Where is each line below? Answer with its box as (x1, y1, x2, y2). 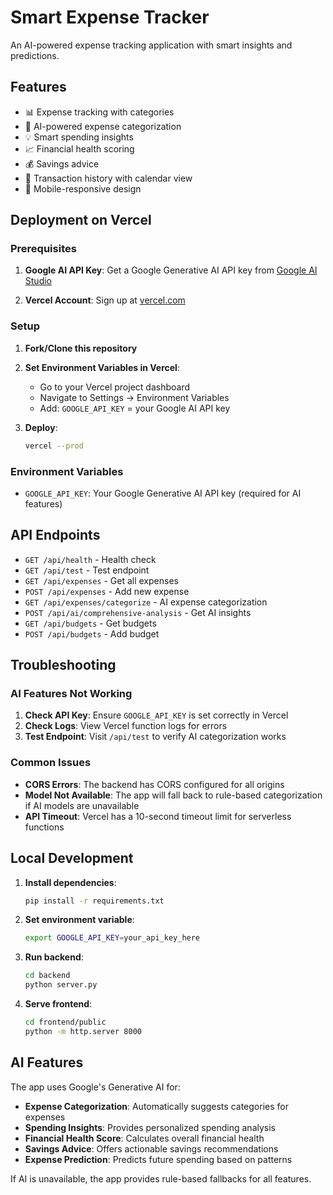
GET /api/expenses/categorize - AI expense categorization (24, 596, 268, 608)
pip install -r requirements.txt (24, 896, 165, 906)
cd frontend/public (24, 1017, 107, 1028)
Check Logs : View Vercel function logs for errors (24, 720, 228, 732)
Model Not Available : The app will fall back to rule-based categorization (24, 789, 323, 801)
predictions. (10, 49, 60, 61)
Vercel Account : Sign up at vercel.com (24, 294, 186, 306)
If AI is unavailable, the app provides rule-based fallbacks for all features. (10, 1172, 312, 1185)
